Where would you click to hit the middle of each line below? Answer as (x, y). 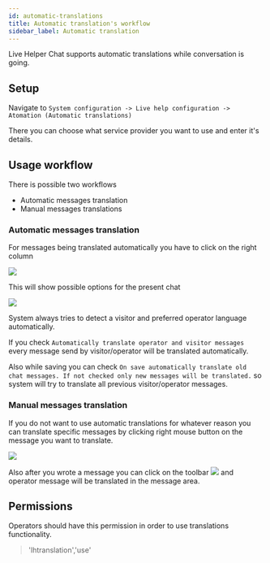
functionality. (30, 535)
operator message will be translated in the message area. (104, 481)
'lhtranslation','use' (60, 550)
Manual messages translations (71, 209)
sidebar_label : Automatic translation (74, 31)
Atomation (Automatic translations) (70, 116)
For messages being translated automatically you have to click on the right (133, 248)
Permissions (41, 506)
